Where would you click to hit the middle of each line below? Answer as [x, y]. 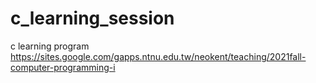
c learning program [50, 46]
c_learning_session [92, 18]
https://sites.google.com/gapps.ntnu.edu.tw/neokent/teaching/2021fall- [158, 56]
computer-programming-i [63, 67]
